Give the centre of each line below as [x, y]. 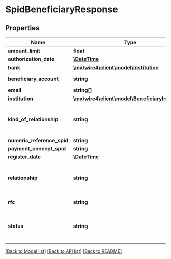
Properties [22, 28]
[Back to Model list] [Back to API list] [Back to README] [64, 251]
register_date [24, 157]
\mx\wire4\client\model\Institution [116, 67]
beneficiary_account [33, 79]
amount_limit [24, 51]
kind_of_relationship [33, 119]
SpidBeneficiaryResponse [62, 9]
